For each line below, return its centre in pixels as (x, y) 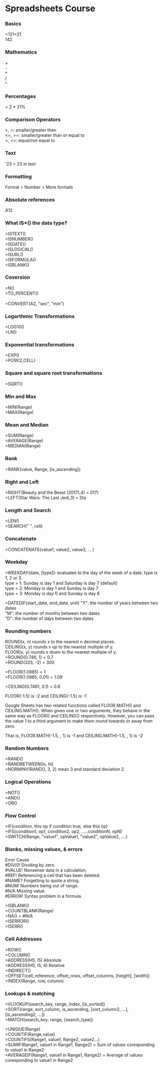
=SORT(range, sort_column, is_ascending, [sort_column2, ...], (67, 1009)
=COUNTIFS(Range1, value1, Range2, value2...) (52, 1039)
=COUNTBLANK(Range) (29, 911)
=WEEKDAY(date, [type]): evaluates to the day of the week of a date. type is (81, 573)
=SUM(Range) (20, 435)
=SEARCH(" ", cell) (24, 526)
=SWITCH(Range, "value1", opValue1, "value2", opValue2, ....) (66, 837)
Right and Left (22, 482)
